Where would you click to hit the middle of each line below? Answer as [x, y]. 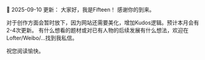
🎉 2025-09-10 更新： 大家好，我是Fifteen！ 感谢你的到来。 [80, 9]
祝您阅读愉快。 [25, 51]
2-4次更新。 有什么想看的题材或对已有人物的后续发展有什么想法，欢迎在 [97, 30]
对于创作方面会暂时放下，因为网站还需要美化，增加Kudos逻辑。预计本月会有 [103, 23]
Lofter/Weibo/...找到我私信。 [42, 38]
